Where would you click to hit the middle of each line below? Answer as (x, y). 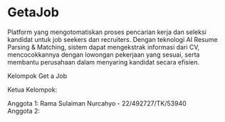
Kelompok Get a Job (37, 76)
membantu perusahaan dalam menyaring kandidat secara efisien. (104, 62)
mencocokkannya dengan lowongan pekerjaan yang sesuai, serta (104, 55)
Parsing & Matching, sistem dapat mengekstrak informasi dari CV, (104, 47)
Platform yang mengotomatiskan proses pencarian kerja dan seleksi (107, 32)
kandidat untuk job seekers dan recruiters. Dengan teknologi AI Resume (113, 39)
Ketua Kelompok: (32, 89)
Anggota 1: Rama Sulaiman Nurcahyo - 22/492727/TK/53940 (97, 103)
